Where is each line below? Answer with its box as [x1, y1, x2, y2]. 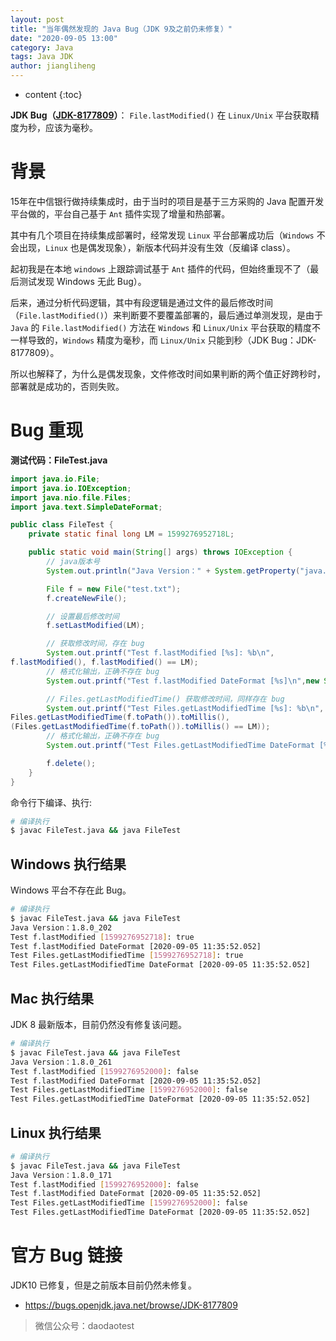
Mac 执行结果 [10, 990, 95, 1007]
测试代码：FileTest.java [10, 454, 108, 466]
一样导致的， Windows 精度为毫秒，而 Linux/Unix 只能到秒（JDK [10, 334, 270, 346]
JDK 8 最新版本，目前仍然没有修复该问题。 [10, 1019, 188, 1030]
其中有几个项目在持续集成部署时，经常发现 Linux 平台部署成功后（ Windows [10, 229, 315, 241]
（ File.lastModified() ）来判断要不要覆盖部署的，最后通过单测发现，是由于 [10, 309, 324, 321]
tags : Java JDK [10, 52, 74, 62]
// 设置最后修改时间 [46, 611, 120, 621]
